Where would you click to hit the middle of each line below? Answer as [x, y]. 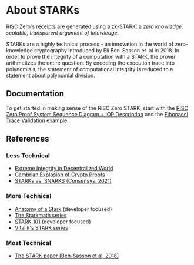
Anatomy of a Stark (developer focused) [63, 209]
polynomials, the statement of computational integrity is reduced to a [90, 69]
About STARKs [43, 10]
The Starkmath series [41, 215]
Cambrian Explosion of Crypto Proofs [60, 175]
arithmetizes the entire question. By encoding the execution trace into [91, 63]
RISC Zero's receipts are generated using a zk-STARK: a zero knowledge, [95, 26]
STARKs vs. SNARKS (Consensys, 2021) [63, 181]
